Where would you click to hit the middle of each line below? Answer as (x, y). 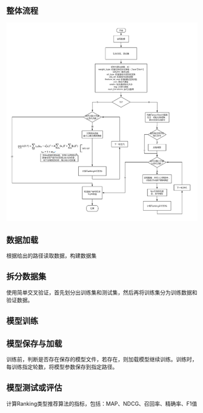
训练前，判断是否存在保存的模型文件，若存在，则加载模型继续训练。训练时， (102, 360)
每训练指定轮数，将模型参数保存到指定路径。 (62, 367)
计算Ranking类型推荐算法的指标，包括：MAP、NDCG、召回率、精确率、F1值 (102, 403)
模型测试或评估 (34, 388)
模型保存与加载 (34, 343)
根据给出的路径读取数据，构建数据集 (52, 256)
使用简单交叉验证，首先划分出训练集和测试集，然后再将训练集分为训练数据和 (102, 292)
